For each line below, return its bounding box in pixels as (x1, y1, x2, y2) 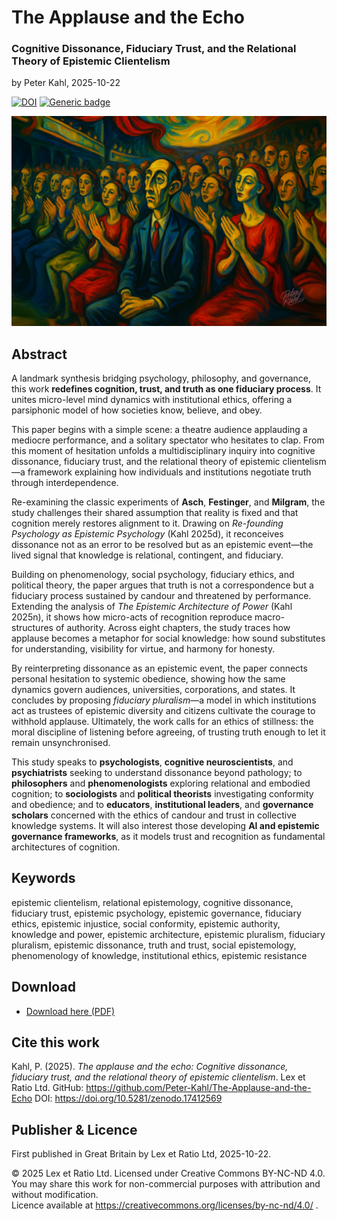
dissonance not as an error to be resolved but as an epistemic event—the (11, 538, 314, 550)
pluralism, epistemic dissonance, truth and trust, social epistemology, (11, 939, 297, 951)
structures (11, 621, 54, 633)
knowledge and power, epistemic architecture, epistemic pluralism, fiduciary (11, 928, 326, 940)
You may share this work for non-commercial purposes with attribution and (11, 1178, 321, 1190)
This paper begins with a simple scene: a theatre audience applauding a (11, 423, 308, 435)
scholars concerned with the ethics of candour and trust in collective (11, 809, 297, 821)
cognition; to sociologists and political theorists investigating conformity (11, 787, 314, 800)
